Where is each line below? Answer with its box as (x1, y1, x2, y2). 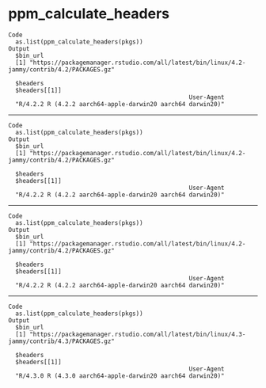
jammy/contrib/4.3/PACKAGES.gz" (8, 337, 115, 345)
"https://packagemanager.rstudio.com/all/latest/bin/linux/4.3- (28, 330, 246, 338)
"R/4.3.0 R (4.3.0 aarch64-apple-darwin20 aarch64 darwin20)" (15, 371, 225, 380)
